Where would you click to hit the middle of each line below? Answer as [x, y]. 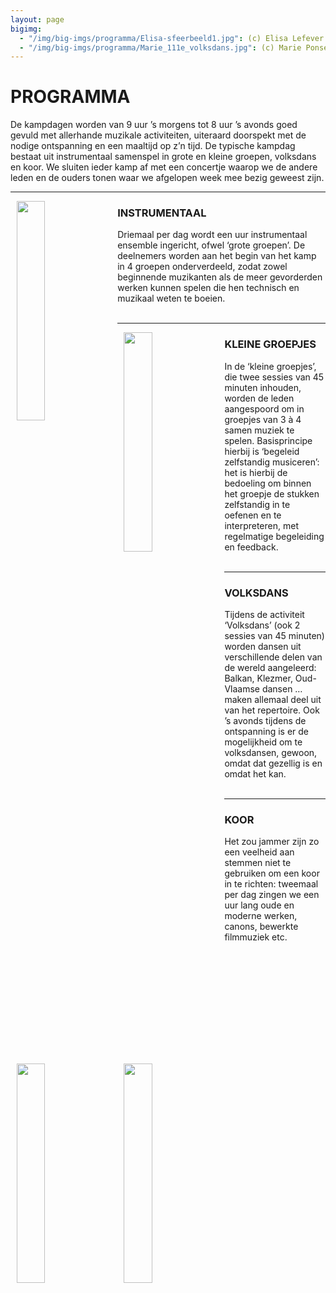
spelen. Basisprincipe [268, 440]
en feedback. [251, 547]
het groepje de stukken [272, 493]
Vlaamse [242, 689]
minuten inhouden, [263, 387]
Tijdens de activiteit [264, 615]
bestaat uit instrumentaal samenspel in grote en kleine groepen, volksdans [163, 157]
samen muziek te [259, 430]
